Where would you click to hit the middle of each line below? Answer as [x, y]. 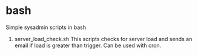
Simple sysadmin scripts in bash [46, 27]
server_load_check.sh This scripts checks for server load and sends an [103, 39]
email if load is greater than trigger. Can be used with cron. [88, 45]
